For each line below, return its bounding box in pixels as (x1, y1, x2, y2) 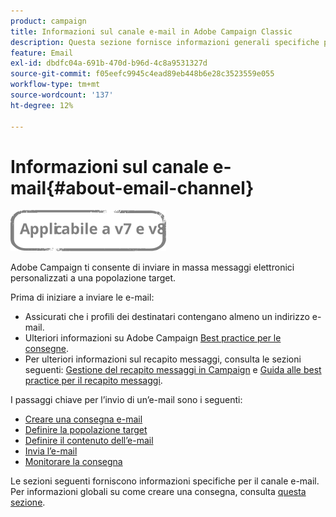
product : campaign (10, 16, 87, 26)
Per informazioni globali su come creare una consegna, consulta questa (10, 486, 307, 498)
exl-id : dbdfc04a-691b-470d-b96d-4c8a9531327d (10, 58, 208, 69)
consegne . (24, 343, 70, 355)
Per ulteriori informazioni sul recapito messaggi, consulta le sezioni (24, 353, 302, 365)
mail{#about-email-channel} (10, 176, 255, 199)
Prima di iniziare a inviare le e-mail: (10, 291, 155, 304)
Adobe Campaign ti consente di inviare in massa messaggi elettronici (10, 261, 295, 274)
